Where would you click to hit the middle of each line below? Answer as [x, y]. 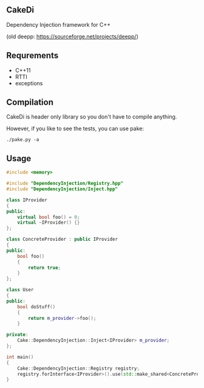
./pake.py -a [23, 140]
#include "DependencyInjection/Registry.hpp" [65, 184]
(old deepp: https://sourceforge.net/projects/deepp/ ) [72, 36]
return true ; [45, 268]
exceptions [29, 83]
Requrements [32, 56]
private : [17, 335]
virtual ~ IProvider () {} [49, 223]
